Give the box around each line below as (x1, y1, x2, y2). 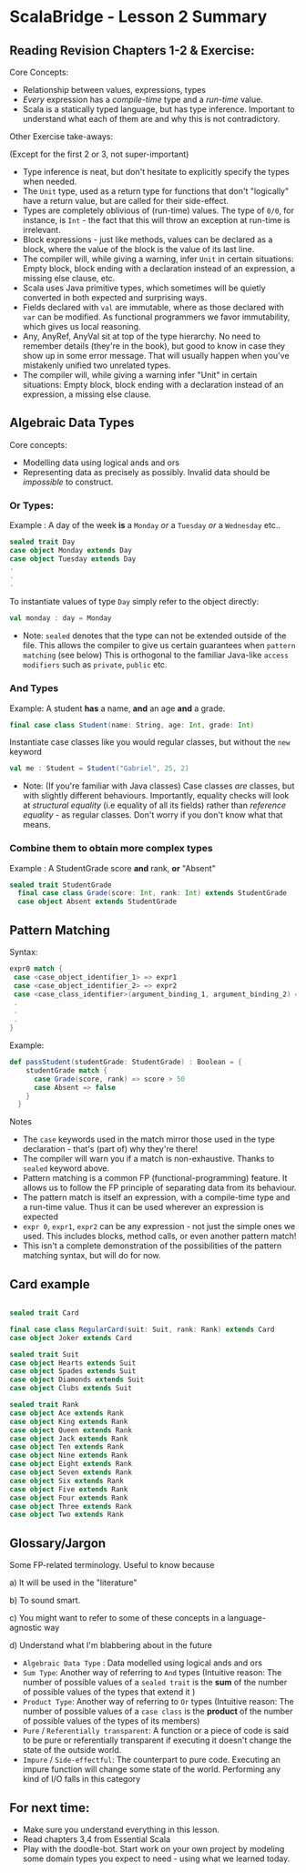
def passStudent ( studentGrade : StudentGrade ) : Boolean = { (9, 1058, 243, 1067)
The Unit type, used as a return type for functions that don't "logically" (22, 186, 290, 197)
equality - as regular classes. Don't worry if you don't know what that (22, 809, 283, 820)
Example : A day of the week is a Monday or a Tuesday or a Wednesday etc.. (9, 520, 280, 531)
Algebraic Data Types (9, 415, 135, 431)
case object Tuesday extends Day (9, 554, 137, 564)
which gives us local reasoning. (22, 321, 141, 331)
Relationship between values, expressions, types (22, 85, 207, 95)
